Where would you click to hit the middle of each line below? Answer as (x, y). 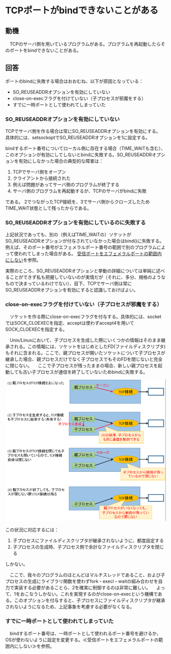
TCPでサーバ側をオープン (39, 172)
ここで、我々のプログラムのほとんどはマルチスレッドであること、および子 (87, 575)
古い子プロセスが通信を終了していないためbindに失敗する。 (85, 372)
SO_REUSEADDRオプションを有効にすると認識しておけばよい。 (72, 290)
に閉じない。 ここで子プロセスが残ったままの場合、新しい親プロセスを (82, 365)
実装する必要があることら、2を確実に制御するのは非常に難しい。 (82, 588)
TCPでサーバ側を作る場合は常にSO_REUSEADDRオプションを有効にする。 (83, 131)
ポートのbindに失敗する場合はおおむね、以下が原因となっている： (74, 81)
